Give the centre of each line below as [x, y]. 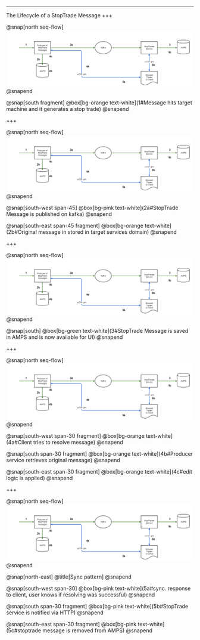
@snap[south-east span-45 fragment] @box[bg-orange [75, 226]
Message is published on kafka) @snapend [59, 214]
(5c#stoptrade [24, 630]
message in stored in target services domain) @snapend [107, 232]
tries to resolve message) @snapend [78, 443]
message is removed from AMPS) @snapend [98, 630]
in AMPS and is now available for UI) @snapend [65, 337]
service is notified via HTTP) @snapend [55, 613]
